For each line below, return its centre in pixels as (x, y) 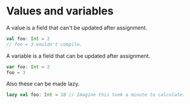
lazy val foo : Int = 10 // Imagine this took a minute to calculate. (96, 95)
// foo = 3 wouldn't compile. (44, 44)
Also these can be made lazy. (43, 84)
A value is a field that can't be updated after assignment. (77, 28)
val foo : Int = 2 (28, 38)
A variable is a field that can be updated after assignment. (78, 56)
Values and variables (60, 11)
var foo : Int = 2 (28, 67)
